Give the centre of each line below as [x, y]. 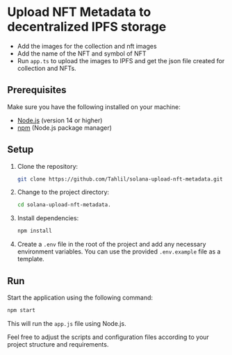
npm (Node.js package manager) [65, 127]
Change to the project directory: [63, 192]
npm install [34, 231]
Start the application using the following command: [80, 297]
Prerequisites [37, 90]
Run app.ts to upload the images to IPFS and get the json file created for [121, 60]
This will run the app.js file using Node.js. [67, 323]
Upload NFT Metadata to [79, 12]
